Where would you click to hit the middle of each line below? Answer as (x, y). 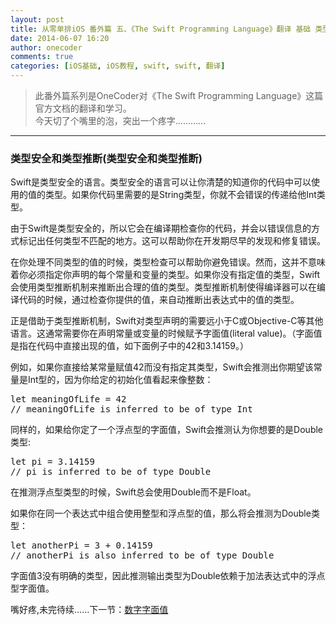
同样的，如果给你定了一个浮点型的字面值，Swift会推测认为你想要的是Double (167, 430)
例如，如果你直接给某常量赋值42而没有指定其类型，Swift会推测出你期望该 (162, 367)
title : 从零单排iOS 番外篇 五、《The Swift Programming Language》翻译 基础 (161, 29)
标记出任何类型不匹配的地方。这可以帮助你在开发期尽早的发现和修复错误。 (172, 241)
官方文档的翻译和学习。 (83, 108)
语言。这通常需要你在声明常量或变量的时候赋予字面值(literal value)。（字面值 (166, 333)
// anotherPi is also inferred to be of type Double (142, 555)
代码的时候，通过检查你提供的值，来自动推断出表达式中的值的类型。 (159, 300)
